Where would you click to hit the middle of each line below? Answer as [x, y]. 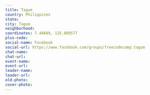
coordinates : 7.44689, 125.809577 [42, 33]
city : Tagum [18, 24]
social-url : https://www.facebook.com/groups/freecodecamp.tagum [75, 47]
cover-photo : [19, 84]
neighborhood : [20, 29]
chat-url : [16, 57]
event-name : [18, 61]
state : [12, 19]
